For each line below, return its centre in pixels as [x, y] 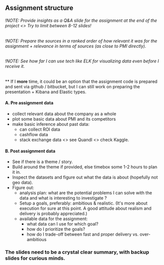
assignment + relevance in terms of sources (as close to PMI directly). [76, 46]
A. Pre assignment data [29, 103]
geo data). [22, 183]
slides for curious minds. [35, 258]
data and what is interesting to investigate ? [63, 198]
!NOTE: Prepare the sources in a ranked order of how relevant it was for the [81, 41]
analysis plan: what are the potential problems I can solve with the [86, 193]
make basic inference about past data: [51, 124]
